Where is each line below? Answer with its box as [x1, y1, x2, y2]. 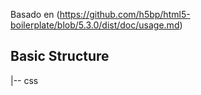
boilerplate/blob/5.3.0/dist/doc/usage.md [10, 19, 180, 31]
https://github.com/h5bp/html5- [59, 9, 191, 20]
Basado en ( [10, 9, 60, 20]
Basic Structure [10, 48, 110, 65]
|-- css [10, 74, 39, 86]
